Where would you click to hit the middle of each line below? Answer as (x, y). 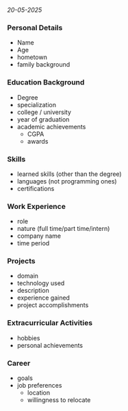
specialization (37, 104)
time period (33, 243)
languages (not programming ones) (67, 181)
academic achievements (51, 126)
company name (39, 236)
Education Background (46, 82)
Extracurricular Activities (50, 323)
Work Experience (37, 206)
